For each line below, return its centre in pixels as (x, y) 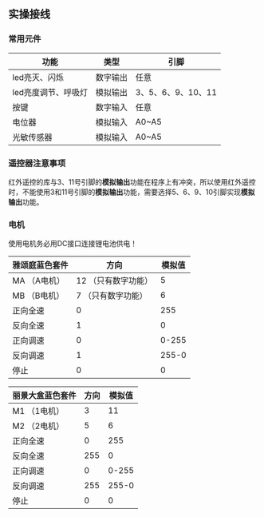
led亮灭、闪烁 (38, 77)
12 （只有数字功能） (114, 280)
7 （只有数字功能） (112, 296)
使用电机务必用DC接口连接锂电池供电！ (73, 244)
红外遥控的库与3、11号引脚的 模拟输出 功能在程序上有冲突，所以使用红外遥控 (132, 181)
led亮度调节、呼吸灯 (50, 92)
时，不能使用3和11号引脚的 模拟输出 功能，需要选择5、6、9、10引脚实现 (125, 192)
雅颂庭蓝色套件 (41, 265)
